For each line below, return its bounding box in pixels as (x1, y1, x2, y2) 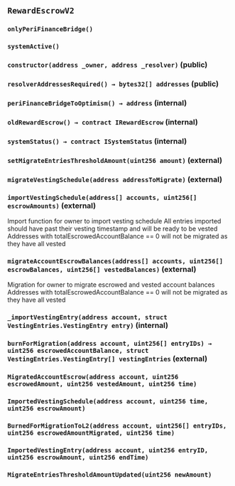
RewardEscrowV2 (7, 6, 75, 16)
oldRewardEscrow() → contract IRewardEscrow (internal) (7, 117, 199, 127)
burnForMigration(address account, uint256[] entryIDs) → (7, 339, 212, 348)
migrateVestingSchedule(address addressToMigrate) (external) (7, 174, 222, 184)
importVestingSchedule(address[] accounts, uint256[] (7, 194, 197, 201)
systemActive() (7, 43, 60, 51)
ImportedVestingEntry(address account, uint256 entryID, (7, 446, 209, 454)
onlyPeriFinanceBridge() (7, 25, 94, 33)
